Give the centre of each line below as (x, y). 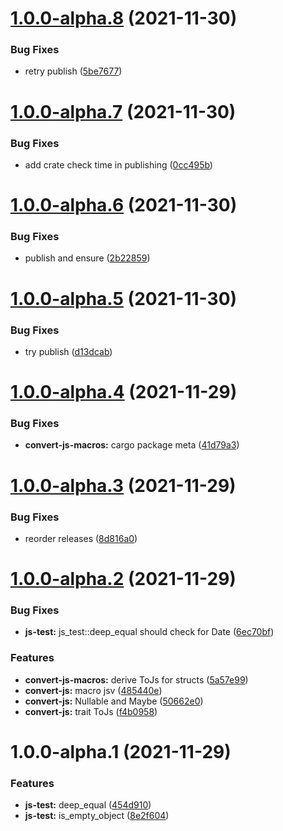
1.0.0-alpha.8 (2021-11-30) (124, 18)
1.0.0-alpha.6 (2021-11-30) (124, 205)
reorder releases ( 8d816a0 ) (81, 538)
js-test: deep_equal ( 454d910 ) (88, 805)
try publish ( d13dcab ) (68, 351)
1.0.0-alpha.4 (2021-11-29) (124, 392)
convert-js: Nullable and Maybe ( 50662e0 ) (114, 701)
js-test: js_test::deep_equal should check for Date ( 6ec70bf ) (149, 632)
